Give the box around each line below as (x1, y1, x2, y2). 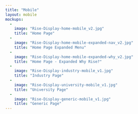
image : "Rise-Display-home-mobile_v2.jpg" (14, 26, 104, 31)
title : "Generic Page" (14, 101, 62, 106)
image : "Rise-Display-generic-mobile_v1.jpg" (14, 96, 111, 101)
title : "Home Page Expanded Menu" (14, 45, 86, 50)
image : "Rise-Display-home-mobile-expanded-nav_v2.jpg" (14, 40, 134, 45)
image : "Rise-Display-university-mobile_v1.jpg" (14, 82, 118, 87)
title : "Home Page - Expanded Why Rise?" (14, 59, 102, 64)
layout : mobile (5, 12, 37, 17)
